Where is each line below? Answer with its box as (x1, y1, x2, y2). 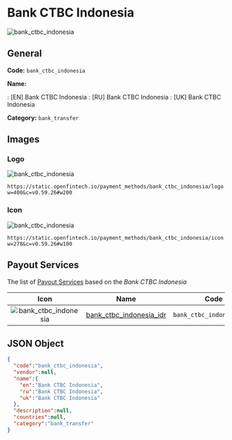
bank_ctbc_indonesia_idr (86, 309, 167, 319)
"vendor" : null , (13, 369, 57, 376)
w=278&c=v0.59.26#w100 (7, 240, 72, 247)
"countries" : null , (13, 414, 67, 421)
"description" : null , (13, 408, 72, 414)
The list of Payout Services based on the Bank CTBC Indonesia (7, 278, 187, 286)
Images (7, 133, 40, 146)
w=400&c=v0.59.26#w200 (7, 189, 72, 196)
